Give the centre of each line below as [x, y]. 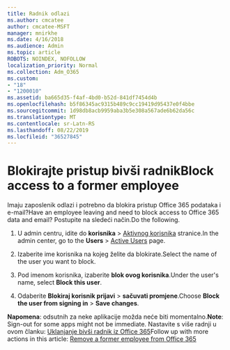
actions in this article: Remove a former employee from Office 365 [102, 339]
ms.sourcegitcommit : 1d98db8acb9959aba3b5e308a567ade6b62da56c [101, 111]
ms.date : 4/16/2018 [36, 40]
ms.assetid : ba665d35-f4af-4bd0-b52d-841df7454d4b [82, 98]
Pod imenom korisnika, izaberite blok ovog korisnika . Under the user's [118, 275]
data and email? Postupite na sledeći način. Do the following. [93, 220]
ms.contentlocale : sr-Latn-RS [51, 124]
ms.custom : [23, 78]
